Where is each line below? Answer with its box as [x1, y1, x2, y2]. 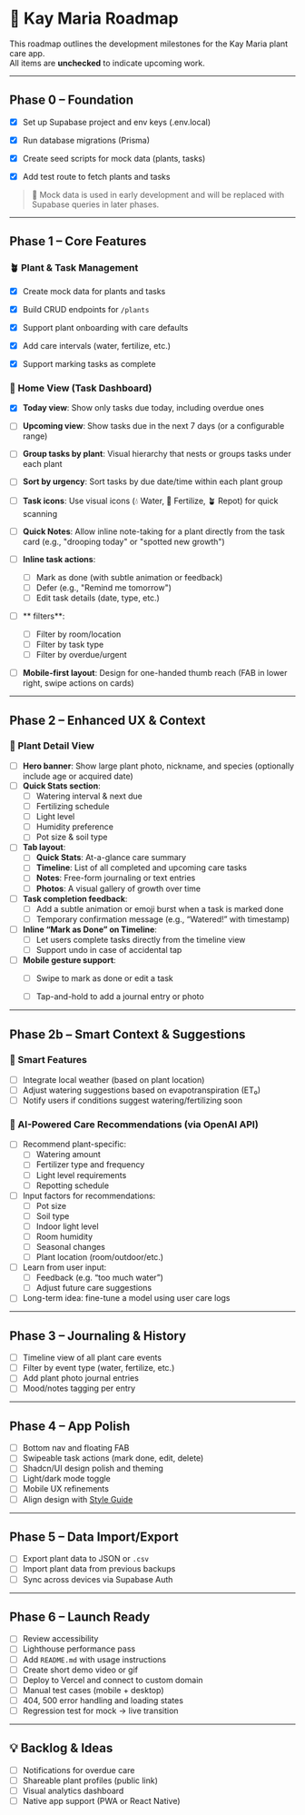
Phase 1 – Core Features [9, 233, 147, 249]
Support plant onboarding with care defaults [22, 322, 189, 332]
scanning [22, 508, 57, 519]
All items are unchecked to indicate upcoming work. [9, 57, 206, 68]
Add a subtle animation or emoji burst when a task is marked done [35, 903, 284, 914]
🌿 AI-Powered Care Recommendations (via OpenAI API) [9, 1117, 259, 1130]
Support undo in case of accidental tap [35, 944, 182, 955]
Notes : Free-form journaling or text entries [35, 872, 196, 884]
